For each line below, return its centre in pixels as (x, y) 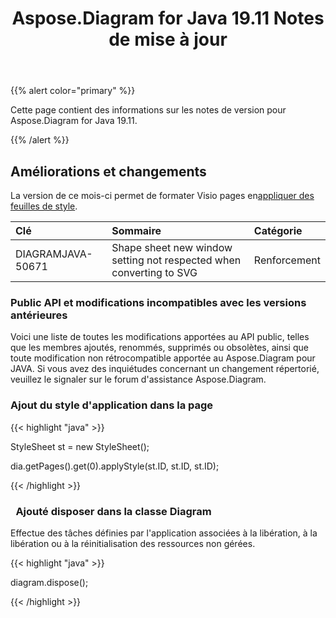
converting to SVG (154, 272)
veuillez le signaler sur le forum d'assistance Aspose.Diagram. (138, 379)
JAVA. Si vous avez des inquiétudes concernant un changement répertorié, (165, 369)
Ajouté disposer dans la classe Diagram (113, 511)
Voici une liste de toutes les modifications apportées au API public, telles (160, 337)
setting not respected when (176, 260)
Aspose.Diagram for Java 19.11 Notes (168, 18)
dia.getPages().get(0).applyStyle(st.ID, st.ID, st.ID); (115, 466)
